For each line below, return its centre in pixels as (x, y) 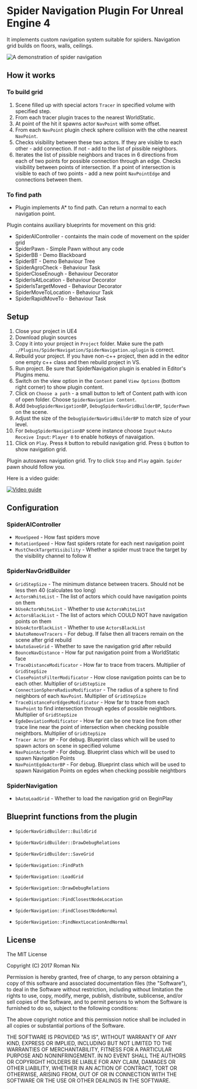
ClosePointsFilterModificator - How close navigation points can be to (101, 677)
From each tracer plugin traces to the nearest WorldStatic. (85, 117)
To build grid (25, 92)
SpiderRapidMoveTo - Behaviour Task (61, 298)
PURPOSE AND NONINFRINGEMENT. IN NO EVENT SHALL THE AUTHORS (96, 1056)
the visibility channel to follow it (53, 556)
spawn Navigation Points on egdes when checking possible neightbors (101, 770)
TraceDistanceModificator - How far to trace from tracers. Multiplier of (100, 665)
